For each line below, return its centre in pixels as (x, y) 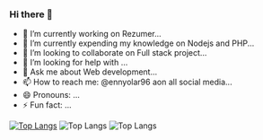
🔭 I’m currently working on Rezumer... (92, 34)
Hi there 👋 (31, 14)
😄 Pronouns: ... (51, 95)
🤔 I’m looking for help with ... (75, 63)
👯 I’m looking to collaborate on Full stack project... (114, 53)
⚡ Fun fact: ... (47, 105)
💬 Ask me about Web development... (90, 72)
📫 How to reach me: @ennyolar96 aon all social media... (127, 82)
